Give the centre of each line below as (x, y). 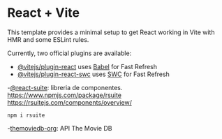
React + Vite (44, 13)
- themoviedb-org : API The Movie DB (60, 128)
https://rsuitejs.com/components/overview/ (70, 102)
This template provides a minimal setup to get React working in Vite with (111, 32)
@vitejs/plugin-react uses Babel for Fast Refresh (87, 66)
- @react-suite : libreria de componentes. (65, 87)
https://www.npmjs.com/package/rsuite (65, 95)
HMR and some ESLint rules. (48, 39)
